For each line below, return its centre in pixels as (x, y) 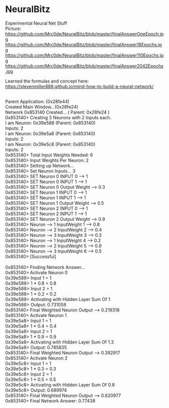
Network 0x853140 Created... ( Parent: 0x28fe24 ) (57, 112)
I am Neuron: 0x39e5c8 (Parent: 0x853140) (50, 144)
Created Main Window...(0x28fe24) (42, 107)
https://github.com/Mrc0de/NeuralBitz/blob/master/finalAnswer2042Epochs (84, 66)
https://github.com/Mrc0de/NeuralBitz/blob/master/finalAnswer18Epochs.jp (84, 44)
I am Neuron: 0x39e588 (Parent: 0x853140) (50, 123)
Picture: (13, 28)
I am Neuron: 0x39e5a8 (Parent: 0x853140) (50, 133)
